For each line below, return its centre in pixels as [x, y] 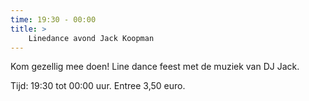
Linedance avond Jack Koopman [91, 38]
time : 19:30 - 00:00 [53, 19]
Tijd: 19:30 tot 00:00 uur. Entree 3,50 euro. [98, 86]
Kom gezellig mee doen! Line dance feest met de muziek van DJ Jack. [155, 67]
